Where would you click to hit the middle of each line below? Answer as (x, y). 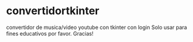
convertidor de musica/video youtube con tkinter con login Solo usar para (97, 27)
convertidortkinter (53, 11)
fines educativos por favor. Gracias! (50, 33)
